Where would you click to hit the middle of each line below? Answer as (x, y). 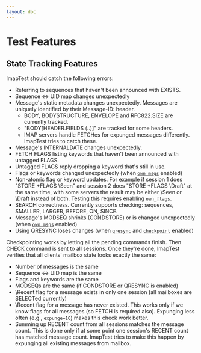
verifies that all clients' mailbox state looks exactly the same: (81, 255)
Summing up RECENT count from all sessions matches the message (99, 324)
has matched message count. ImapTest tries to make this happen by (100, 337)
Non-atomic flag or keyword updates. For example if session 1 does (98, 179)
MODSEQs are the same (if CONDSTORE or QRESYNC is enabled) (97, 286)
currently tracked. (46, 121)
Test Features (41, 41)
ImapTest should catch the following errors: (60, 78)
